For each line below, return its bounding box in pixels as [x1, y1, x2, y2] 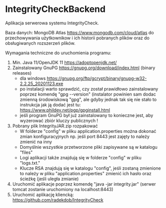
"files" [19, 149, 33, 155]
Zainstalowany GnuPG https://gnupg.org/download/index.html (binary [12, 65, 156, 71]
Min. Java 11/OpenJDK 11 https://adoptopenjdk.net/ [12, 59, 117, 65]
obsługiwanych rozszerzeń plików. [5, 40, 76, 46]
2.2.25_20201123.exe [19, 81, 64, 87]
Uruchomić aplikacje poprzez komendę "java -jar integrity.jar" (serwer [12, 181, 156, 187]
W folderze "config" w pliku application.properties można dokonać [19, 128, 157, 134]
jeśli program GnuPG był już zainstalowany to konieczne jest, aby [19, 112, 154, 118]
